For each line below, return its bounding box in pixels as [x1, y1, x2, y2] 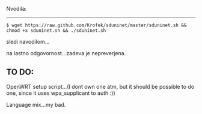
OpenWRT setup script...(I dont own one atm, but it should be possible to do [6, 83, 195, 90]
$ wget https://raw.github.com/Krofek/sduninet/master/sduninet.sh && [6, 22, 187, 28]
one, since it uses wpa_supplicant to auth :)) [6, 89, 115, 97]
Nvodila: [6, 5, 27, 12]
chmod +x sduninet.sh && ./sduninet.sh [6, 28, 106, 34]
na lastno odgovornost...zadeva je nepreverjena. [6, 50, 126, 56]
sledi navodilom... [6, 38, 50, 45]
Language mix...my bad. [6, 101, 66, 108]
